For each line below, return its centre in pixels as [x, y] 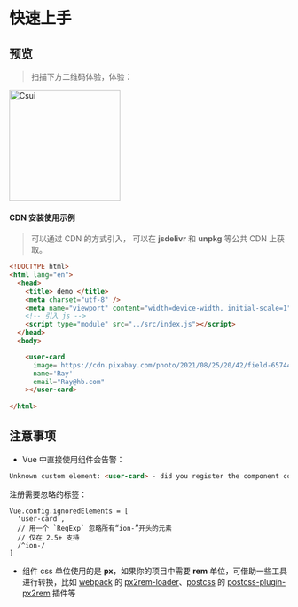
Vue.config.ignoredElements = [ [69, 511]
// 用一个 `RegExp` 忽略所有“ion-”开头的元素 [95, 528]
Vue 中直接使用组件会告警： [73, 459]
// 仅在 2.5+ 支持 [48, 538]
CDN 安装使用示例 [42, 217]
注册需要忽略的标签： [48, 494]
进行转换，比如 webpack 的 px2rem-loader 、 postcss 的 [124, 581]
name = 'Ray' [53, 374]
